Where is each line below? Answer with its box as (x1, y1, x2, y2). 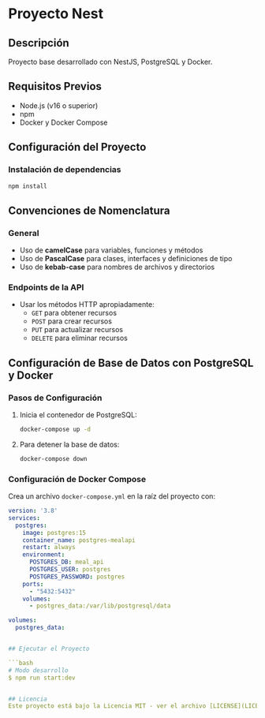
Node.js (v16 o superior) (19, 100, 99, 110)
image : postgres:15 (22, 529, 87, 537)
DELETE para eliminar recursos (31, 333, 128, 343)
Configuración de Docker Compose (8, 473, 147, 484)
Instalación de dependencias (8, 164, 121, 175)
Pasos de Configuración (8, 392, 103, 403)
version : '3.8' (8, 507, 58, 515)
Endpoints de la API (8, 282, 84, 293)
